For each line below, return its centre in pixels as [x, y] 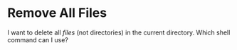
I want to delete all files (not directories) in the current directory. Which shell [119, 32]
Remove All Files [57, 13]
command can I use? [38, 39]
